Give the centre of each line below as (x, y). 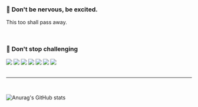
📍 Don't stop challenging (42, 49)
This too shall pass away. (37, 22)
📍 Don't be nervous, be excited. (52, 9)
